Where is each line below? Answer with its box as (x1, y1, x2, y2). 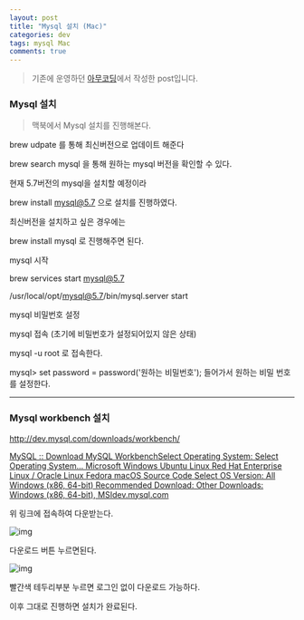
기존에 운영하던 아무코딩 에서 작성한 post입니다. (31, 73, 199, 84)
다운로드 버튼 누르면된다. (9, 545, 97, 556)
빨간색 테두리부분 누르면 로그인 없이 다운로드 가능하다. (9, 581, 201, 592)
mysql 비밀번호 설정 (9, 309, 81, 320)
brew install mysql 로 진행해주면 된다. (9, 236, 145, 247)
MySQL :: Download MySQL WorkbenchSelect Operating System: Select (9, 450, 279, 461)
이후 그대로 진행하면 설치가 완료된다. (9, 600, 138, 612)
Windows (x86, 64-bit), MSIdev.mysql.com (9, 489, 169, 499)
